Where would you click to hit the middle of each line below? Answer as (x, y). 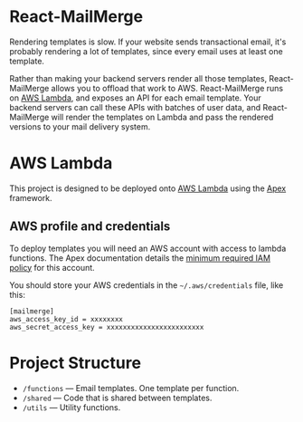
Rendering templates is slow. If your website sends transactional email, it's (148, 42)
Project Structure (76, 363)
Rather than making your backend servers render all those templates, (138, 78)
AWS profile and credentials (90, 227)
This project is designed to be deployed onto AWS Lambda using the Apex (148, 188)
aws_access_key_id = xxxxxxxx (66, 319)
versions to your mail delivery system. (80, 126)
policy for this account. (52, 267)
